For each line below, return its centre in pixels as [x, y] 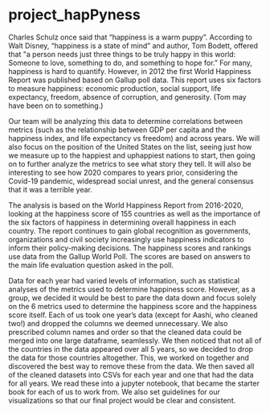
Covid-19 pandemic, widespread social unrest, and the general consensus [131, 181]
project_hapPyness [74, 15]
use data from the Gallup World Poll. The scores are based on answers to [129, 256]
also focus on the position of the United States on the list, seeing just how [130, 147]
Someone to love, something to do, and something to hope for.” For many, [131, 63]
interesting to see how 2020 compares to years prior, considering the [123, 172]
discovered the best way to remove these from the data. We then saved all [131, 366]
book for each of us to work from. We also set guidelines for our [115, 391]
